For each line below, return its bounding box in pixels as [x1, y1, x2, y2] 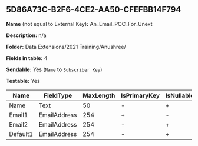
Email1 [9, 111, 28, 119]
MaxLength [82, 91, 115, 99]
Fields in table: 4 [6, 54, 48, 61]
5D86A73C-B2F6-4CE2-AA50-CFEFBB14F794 [6, 5, 181, 15]
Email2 [9, 120, 28, 128]
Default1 [9, 130, 34, 138]
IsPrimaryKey [120, 91, 160, 99]
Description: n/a [6, 32, 47, 39]
